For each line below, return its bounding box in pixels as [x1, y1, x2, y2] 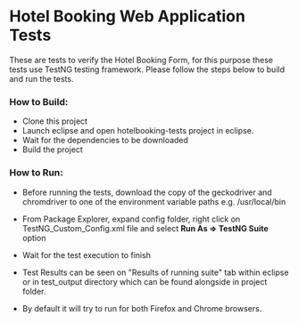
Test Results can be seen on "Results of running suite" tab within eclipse [21, 267, 289, 278]
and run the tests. [9, 73, 74, 84]
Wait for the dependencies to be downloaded [21, 135, 189, 146]
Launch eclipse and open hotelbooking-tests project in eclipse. [21, 125, 254, 136]
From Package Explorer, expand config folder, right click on [21, 214, 241, 224]
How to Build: [9, 95, 69, 108]
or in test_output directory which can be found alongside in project [21, 276, 268, 287]
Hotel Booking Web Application [9, 6, 245, 27]
